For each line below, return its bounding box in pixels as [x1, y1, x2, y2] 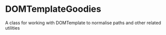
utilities [5, 25, 20, 31]
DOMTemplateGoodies [5, 3, 101, 15]
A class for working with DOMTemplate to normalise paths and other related [5, 20, 161, 26]
